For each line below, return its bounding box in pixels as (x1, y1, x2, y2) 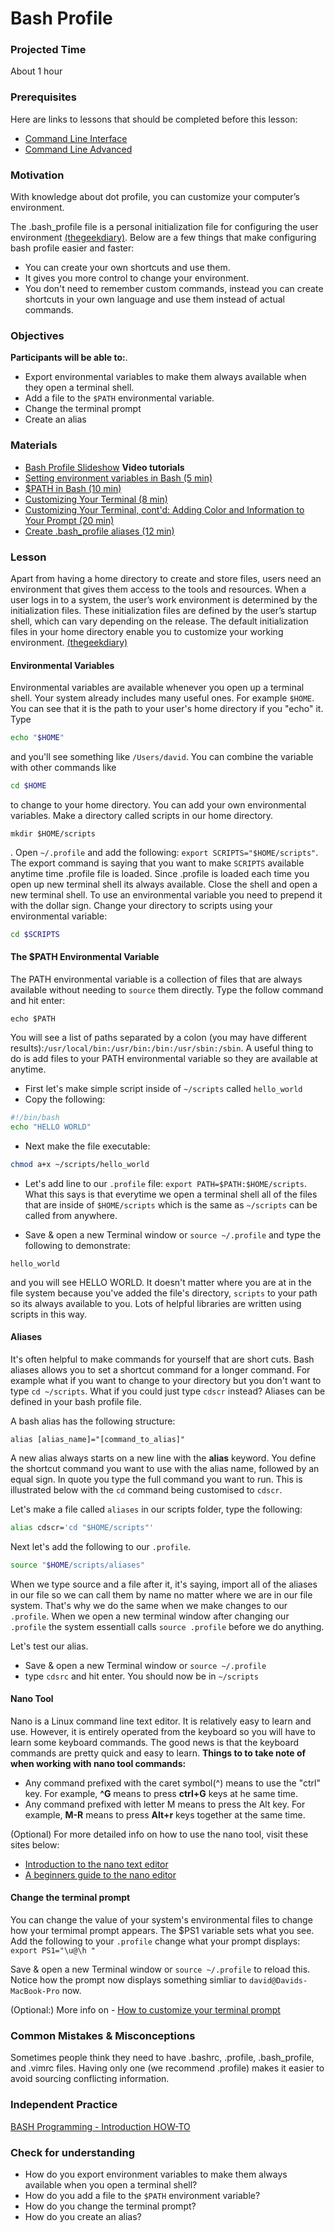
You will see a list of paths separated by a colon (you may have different (10, 1032, 307, 1043)
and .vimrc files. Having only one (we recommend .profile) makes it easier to (10, 2062, 325, 2074)
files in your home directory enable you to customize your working (10, 625, 284, 637)
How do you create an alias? (24, 2210, 142, 2222)
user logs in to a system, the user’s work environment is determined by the (10, 593, 318, 606)
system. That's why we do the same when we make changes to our (10, 1599, 288, 1611)
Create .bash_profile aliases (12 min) (24, 525, 175, 537)
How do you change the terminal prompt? (24, 2200, 197, 2212)
